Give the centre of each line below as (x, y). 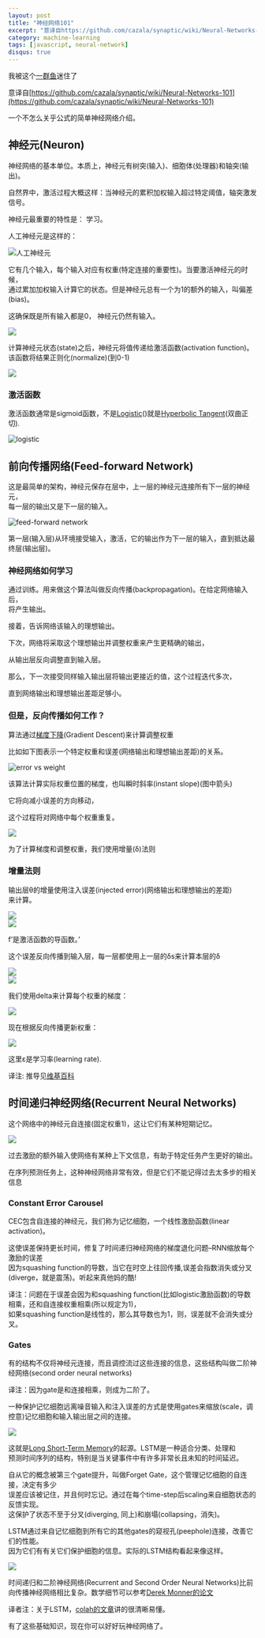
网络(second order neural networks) (73, 1373)
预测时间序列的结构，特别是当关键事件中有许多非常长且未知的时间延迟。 (125, 1458)
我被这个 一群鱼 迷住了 (43, 76)
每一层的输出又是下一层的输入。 (60, 506)
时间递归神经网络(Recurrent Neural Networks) (122, 1103)
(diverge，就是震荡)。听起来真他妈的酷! (72, 1277)
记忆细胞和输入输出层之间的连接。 (80, 1417)
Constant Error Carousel (56, 1203)
